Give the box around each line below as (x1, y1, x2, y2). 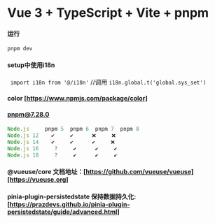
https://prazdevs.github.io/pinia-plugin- (9, 200, 130, 208)
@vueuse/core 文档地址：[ (7, 168, 86, 176)
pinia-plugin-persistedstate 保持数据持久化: (7, 192, 137, 201)
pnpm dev (7, 45, 33, 52)
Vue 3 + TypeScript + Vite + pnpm (7, 5, 209, 21)
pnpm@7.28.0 (7, 110, 50, 118)
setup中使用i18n (7, 61, 55, 69)
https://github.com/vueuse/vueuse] (85, 168, 194, 176)
